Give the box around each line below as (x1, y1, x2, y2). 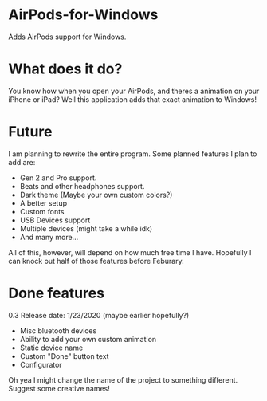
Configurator (19, 360, 62, 369)
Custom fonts (19, 206, 65, 216)
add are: (8, 157, 36, 167)
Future (8, 123, 53, 141)
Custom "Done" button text (19, 351, 109, 360)
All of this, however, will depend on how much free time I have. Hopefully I (8, 247, 252, 257)
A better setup (19, 198, 68, 208)
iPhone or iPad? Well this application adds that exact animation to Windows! (8, 94, 257, 104)
